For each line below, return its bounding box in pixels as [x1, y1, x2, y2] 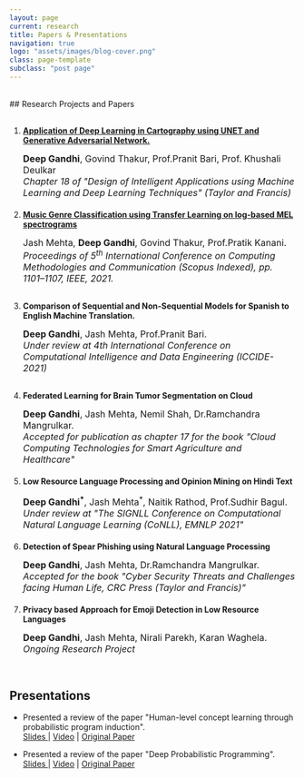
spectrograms [22, 219, 78, 230]
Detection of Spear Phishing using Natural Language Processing [22, 541, 270, 552]
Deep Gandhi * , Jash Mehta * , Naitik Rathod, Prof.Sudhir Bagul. [22, 494, 288, 508]
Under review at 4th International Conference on [22, 340, 231, 352]
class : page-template [9, 55, 92, 64]
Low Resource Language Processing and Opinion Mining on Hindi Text [22, 476, 293, 487]
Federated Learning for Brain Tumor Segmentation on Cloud [22, 390, 253, 401]
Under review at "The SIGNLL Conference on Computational [22, 507, 281, 519]
